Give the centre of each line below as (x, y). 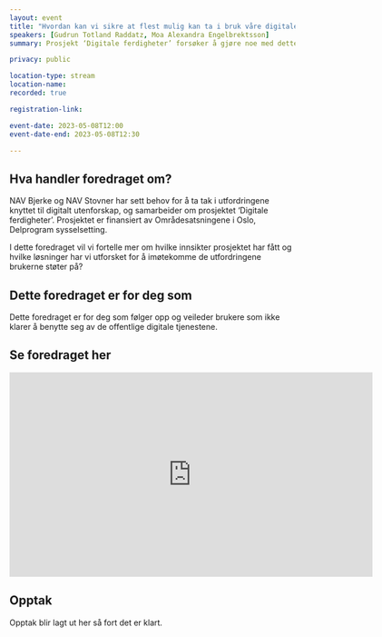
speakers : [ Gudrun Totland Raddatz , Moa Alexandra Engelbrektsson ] (140, 35)
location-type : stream (52, 76)
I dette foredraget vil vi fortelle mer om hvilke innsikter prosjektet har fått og (151, 247)
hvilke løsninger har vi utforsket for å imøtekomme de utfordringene (135, 257)
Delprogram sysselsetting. (59, 230)
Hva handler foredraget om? (91, 179)
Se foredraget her (60, 355)
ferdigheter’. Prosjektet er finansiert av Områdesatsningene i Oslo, (133, 220)
